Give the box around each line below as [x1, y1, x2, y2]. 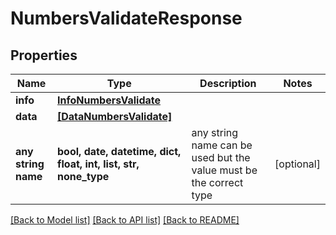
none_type [57, 170, 110, 183]
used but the [191, 151, 251, 164]
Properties [10, 47, 78, 64]
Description [199, 77, 257, 90]
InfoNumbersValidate [57, 93, 161, 107]
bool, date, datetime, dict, [57, 145, 182, 158]
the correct [191, 176, 244, 189]
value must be [191, 163, 258, 177]
